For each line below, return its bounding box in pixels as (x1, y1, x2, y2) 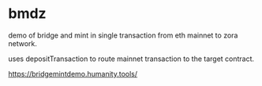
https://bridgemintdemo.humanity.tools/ (8, 69, 138, 78)
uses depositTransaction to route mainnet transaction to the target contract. (8, 54, 255, 63)
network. (8, 38, 38, 48)
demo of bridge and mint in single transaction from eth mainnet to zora (8, 30, 238, 40)
